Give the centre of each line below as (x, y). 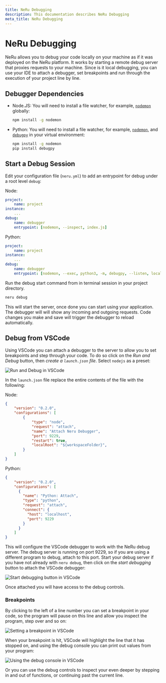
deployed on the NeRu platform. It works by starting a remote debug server (82, 62)
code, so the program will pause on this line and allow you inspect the (76, 616)
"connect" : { (36, 510)
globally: (21, 111)
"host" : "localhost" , (49, 514)
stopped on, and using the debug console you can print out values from (78, 646)
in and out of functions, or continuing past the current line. (65, 675)
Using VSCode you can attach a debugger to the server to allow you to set (81, 350)
